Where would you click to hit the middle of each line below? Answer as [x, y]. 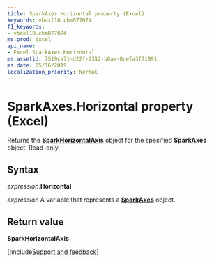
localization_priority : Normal [53, 72]
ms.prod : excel [29, 40]
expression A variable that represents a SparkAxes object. [91, 200]
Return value [36, 222]
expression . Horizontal [39, 186]
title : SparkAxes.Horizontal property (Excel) [76, 14]
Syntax [23, 169]
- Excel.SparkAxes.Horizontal [51, 53]
